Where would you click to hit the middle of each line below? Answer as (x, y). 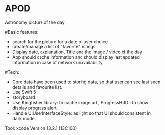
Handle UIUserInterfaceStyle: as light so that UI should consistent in (81, 113)
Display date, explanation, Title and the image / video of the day (77, 52)
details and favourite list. (37, 87)
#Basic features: (22, 32)
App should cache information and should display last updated (76, 57)
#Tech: (12, 72)
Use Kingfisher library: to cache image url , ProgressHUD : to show (80, 102)
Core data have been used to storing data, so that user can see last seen (86, 82)
